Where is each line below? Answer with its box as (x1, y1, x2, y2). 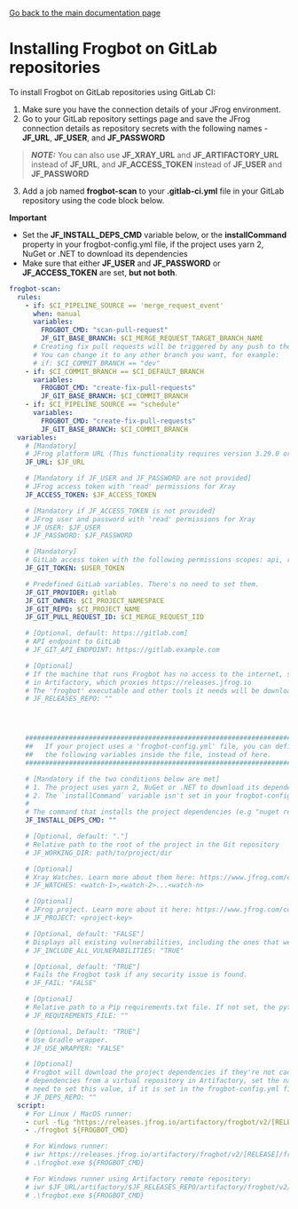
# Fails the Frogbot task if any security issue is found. (25, 970, 248, 980)
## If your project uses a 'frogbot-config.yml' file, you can (25, 742, 272, 752)
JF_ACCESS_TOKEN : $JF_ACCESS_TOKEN (25, 490, 157, 499)
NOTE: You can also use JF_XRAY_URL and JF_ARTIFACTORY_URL (30, 149, 279, 160)
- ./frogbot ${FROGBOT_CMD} (25, 1125, 129, 1135)
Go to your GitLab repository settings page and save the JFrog (21, 113, 251, 123)
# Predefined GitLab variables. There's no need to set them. (25, 579, 260, 589)
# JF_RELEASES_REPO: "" (25, 695, 114, 704)
